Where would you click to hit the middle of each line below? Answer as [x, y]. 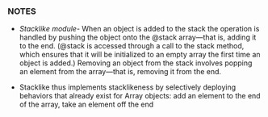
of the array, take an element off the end [86, 104]
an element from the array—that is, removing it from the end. [120, 72]
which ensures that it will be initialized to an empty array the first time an [140, 55]
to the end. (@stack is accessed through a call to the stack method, [132, 46]
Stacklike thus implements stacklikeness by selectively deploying [128, 87]
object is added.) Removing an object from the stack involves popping [136, 63]
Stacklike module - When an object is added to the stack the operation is [139, 29]
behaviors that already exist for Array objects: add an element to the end [140, 96]
